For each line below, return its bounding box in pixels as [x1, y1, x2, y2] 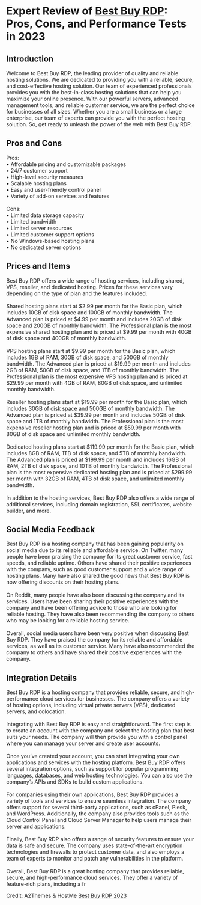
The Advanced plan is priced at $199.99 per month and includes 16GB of [6, 456, 186, 463]
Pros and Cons [6, 138, 62, 149]
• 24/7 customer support [6, 167, 68, 174]
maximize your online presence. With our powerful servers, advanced [6, 95, 179, 102]
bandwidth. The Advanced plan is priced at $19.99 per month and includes [6, 360, 191, 367]
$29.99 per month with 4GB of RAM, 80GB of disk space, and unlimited [6, 379, 183, 386]
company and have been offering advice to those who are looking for [6, 604, 177, 612]
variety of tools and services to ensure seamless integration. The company [6, 797, 191, 805]
